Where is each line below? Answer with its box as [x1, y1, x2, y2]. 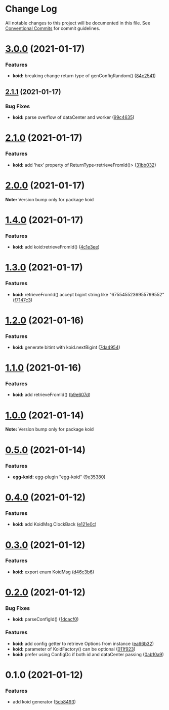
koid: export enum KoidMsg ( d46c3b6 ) [12, 569, 95, 575]
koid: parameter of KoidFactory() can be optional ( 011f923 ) [12, 646, 136, 652]
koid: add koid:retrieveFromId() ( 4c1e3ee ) [12, 244, 100, 250]
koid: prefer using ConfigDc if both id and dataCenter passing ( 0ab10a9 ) [12, 651, 164, 657]
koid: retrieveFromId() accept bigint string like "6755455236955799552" [12, 291, 164, 297]
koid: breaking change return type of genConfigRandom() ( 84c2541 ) [12, 73, 156, 79]
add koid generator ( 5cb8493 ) [12, 699, 76, 705]
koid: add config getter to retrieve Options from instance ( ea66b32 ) [12, 640, 154, 646]
